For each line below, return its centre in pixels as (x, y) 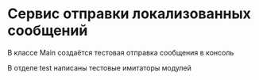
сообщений (48, 30)
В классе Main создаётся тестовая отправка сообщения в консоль (121, 52)
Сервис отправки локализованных (129, 14)
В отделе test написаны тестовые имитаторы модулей (99, 67)
